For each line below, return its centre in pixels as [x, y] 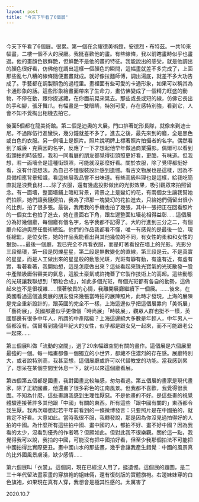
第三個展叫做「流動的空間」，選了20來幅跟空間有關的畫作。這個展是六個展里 [99, 346]
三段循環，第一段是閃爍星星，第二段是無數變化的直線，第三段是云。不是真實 [99, 251]
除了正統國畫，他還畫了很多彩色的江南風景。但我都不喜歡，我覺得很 [99, 388]
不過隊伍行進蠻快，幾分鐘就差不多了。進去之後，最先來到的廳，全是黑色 [105, 133]
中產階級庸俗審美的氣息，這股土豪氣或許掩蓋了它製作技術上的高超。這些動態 [99, 274]
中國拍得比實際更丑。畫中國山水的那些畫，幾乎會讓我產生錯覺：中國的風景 [97, 447]
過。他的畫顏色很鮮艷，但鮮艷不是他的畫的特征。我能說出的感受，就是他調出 [99, 61]
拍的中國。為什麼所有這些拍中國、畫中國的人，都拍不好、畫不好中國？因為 [97, 425]
